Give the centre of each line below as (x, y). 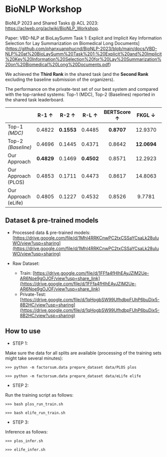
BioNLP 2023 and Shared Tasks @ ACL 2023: (52, 23)
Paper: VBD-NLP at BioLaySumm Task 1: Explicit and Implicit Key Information (83, 38)
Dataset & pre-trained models (52, 221)
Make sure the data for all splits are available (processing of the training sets (83, 353)
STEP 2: (20, 385)
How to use (23, 331)
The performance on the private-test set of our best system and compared (82, 89)
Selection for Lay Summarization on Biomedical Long (59, 43)
